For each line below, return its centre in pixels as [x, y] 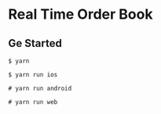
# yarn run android [40, 88]
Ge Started [35, 43]
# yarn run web [33, 102]
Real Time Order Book [80, 14]
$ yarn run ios [33, 75]
